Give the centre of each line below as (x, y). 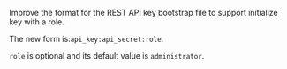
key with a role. (37, 22)
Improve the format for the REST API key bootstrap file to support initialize (143, 13)
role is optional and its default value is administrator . (107, 55)
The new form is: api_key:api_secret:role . (87, 39)
